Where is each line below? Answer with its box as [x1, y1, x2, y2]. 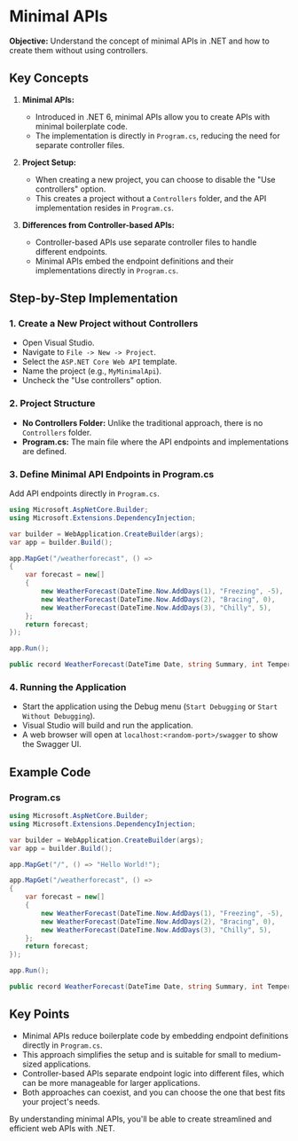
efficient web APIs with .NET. [9, 1122, 115, 1133]
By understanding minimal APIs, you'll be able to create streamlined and [9, 1113, 272, 1124]
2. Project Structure [9, 397, 96, 410]
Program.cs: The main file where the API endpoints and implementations [21, 437, 290, 447]
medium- [247, 1049, 282, 1059]
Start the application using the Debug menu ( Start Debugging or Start [21, 701, 278, 712]
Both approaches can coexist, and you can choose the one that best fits [21, 1087, 286, 1098]
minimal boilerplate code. [35, 121, 129, 131]
